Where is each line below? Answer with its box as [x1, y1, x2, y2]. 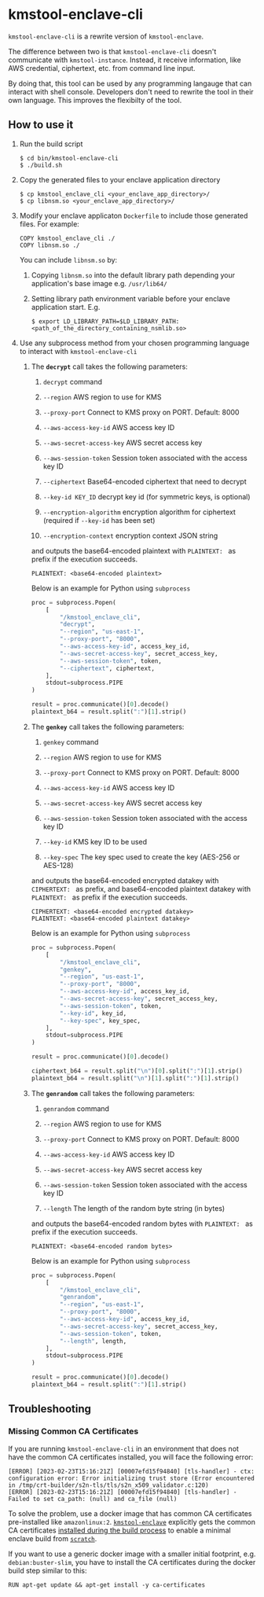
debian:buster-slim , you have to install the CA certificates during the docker [8, 1557, 256, 1566]
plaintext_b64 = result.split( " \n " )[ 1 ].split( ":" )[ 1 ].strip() [31, 1074, 240, 1082]
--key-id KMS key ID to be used [42, 837, 148, 846]
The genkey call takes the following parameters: [31, 722, 185, 731]
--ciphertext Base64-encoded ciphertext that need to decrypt [42, 477, 247, 486]
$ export [31, 317, 60, 326]
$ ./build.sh [19, 161, 63, 169]
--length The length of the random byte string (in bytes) [42, 1203, 225, 1212]
